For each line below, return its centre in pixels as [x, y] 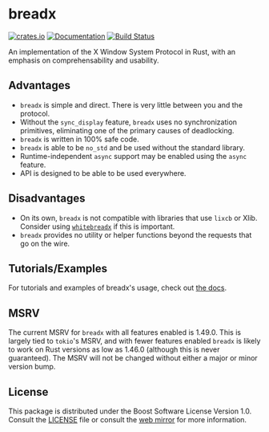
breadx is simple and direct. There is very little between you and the [131, 104]
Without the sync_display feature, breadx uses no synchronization [128, 122]
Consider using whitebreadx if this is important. [97, 226]
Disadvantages [47, 199]
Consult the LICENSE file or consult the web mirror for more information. [127, 420]
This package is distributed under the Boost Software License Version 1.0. [130, 411]
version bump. [32, 367]
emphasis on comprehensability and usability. [84, 60]
